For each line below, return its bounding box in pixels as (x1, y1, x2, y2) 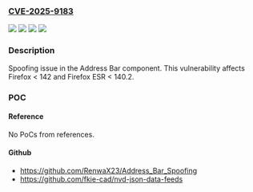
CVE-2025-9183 (8, 6, 74, 17)
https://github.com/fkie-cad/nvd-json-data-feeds (19, 174, 183, 184)
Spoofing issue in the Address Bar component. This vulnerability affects (8, 63, 246, 73)
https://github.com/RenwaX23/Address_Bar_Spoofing (19, 165, 198, 175)
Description (8, 45, 55, 56)
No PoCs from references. (8, 129, 94, 139)
